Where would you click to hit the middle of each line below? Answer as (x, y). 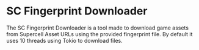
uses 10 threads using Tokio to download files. (65, 40)
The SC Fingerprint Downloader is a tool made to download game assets (98, 28)
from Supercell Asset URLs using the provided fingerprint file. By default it (99, 34)
